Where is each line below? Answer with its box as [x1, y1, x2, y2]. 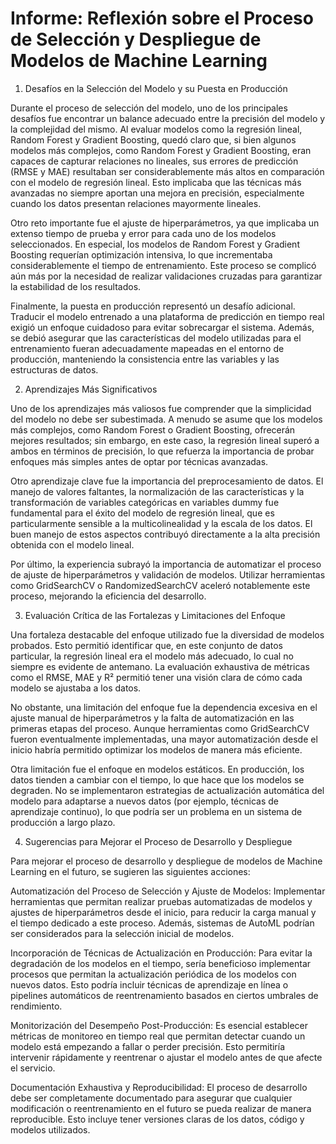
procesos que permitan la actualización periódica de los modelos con [10, 968, 297, 980]
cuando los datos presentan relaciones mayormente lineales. [10, 197, 262, 209]
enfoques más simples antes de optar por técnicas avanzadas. [10, 455, 269, 467]
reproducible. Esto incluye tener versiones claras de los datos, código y [10, 1113, 305, 1125]
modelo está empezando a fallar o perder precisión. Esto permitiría [10, 1040, 286, 1052]
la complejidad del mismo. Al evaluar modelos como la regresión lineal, [10, 123, 303, 135]
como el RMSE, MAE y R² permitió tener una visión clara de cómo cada [10, 671, 303, 683]
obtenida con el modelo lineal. [10, 538, 135, 551]
